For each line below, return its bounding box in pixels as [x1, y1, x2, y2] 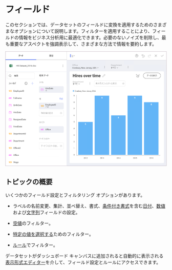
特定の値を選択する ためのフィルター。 [12, 231, 94, 237]
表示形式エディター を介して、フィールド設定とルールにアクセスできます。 [5, 259, 161, 265]
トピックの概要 [5, 177, 53, 186]
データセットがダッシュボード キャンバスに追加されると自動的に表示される [5, 253, 164, 259]
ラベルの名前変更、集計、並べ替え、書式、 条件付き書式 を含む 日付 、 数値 [12, 203, 165, 209]
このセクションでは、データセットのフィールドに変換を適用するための [5, 22, 154, 28]
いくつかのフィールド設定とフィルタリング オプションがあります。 [5, 192, 145, 198]
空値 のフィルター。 [12, 220, 54, 226]
